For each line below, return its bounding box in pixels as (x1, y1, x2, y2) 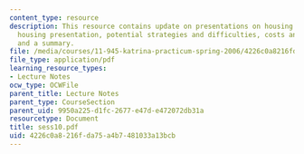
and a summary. (17, 38, 75, 48)
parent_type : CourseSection (9, 97, 116, 107)
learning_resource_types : (9, 64, 107, 73)
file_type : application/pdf (9, 55, 116, 64)
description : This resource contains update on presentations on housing (9, 22, 294, 31)
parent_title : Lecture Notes (9, 89, 119, 98)
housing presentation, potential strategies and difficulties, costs (17, 30, 285, 39)
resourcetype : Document (9, 114, 100, 123)
